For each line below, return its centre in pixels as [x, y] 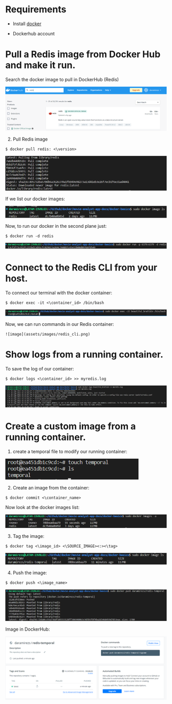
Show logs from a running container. [84, 354]
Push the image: [30, 573]
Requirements [36, 9]
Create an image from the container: [51, 488]
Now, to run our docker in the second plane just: [56, 226]
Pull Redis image [30, 139]
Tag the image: [28, 536]
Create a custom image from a [71, 426]
